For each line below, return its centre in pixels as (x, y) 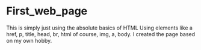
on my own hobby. (29, 40)
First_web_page (47, 11)
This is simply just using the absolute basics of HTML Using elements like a (99, 28)
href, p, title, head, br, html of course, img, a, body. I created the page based (101, 34)
